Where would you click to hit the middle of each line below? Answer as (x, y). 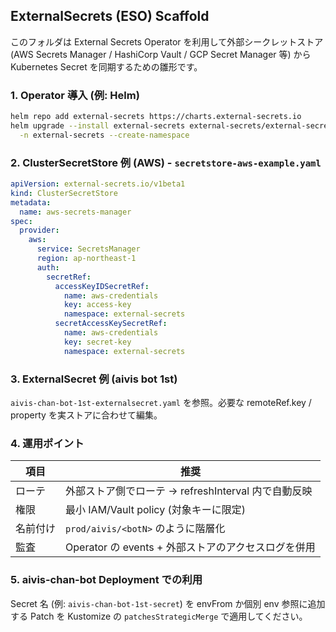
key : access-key (97, 305)
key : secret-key (97, 342)
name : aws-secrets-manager (75, 212)
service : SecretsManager (88, 249)
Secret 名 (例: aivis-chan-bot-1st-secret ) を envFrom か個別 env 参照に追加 (168, 603)
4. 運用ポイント (47, 443)
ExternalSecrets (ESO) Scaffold (110, 16)
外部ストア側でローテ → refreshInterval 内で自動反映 (189, 491)
